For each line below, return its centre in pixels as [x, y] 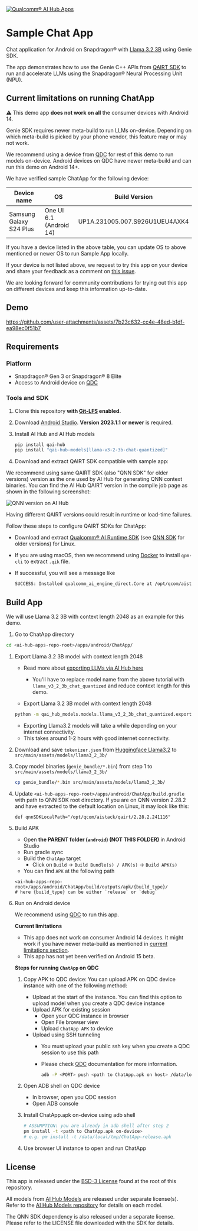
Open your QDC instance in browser [85, 1016]
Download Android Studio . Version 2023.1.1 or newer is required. [94, 422]
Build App [24, 602]
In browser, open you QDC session [74, 1097]
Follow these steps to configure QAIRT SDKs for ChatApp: [76, 526]
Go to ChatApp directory [44, 634]
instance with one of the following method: [75, 986]
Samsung [22, 214]
